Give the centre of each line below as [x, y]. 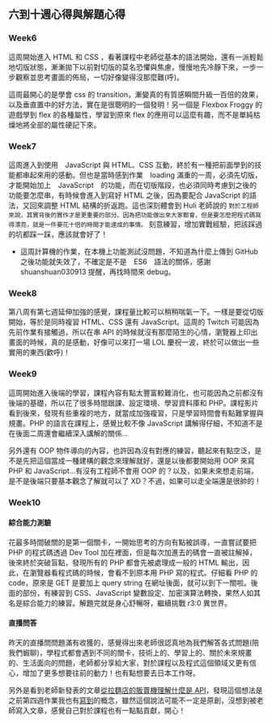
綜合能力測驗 [30, 523]
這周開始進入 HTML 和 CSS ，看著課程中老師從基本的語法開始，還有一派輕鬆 [136, 57]
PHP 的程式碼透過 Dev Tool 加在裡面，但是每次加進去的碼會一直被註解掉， [133, 552]
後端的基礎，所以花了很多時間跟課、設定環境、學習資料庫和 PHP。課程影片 [134, 403]
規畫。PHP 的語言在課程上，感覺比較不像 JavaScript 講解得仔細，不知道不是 [136, 423]
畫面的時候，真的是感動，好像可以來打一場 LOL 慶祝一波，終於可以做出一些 [134, 342]
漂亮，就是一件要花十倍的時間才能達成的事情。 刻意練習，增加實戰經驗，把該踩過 [138, 224]
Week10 [25, 503]
